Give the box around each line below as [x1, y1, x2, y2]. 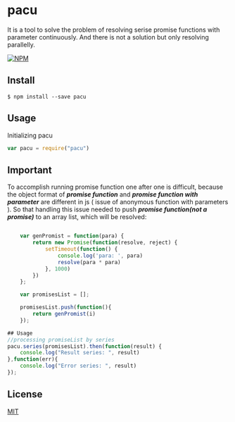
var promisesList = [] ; [20, 291, 90, 298]
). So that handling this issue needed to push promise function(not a [7, 205, 208, 213]
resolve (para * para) [57, 259, 121, 266]
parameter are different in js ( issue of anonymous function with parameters [7, 198, 229, 206]
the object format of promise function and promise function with [7, 190, 198, 199]
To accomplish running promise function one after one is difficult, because [7, 182, 224, 192]
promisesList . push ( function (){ [20, 304, 112, 311]
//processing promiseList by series [7, 336, 115, 343]
